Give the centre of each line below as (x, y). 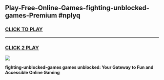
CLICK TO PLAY (24, 30)
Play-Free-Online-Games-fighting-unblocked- (77, 8)
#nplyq (69, 16)
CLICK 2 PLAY (22, 48)
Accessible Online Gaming (32, 72)
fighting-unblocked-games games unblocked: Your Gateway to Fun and (79, 67)
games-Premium (31, 16)
